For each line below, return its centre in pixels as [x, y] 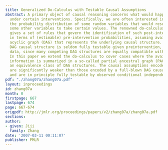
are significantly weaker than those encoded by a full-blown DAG [80, 70]
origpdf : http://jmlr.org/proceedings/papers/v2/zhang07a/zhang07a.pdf [81, 112]
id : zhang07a [19, 89]
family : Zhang [24, 130]
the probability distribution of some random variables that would [81, 24]
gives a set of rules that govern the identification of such [76, 33]
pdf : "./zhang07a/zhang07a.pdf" [39, 79]
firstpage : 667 [21, 98]
